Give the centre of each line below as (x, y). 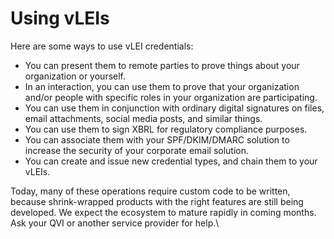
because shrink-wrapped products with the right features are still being (157, 201)
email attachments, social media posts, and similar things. (143, 118)
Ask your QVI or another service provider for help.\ (115, 223)
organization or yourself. (75, 76)
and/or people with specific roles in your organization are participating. (171, 97)
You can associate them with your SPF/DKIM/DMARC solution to (157, 139)
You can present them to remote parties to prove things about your (162, 65)
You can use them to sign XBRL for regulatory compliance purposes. (166, 129)
